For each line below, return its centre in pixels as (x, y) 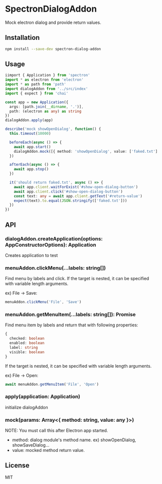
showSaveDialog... (31, 445)
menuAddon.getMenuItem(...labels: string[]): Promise (71, 314)
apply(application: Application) (43, 396)
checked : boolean (27, 339)
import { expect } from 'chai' (37, 93)
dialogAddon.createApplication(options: (54, 238)
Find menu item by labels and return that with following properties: (72, 325)
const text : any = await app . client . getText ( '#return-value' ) (78, 196)
